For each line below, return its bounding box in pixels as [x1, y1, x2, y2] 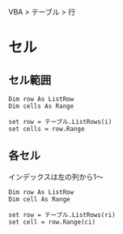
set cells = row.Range [8, 125, 85, 133]
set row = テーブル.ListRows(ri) [8, 211, 116, 219]
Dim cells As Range [8, 102, 74, 110]
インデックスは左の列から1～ [8, 172, 104, 181]
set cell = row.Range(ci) [8, 218, 95, 226]
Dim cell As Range [8, 195, 70, 203]
